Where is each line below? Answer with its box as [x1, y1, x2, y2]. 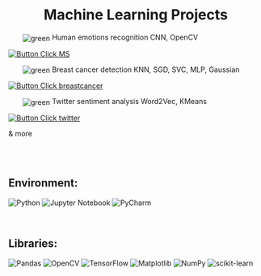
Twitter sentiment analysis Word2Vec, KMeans [52, 97, 208, 107]
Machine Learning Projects [43, 6, 229, 24]
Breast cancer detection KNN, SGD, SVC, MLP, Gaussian [52, 65, 240, 74]
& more [8, 128, 32, 138]
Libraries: [8, 236, 58, 251]
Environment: [8, 176, 78, 190]
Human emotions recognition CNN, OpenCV [52, 32, 199, 42]
